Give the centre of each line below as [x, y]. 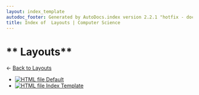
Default [55, 80]
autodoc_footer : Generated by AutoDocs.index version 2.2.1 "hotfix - [95, 17]
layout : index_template [36, 12]
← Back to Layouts [29, 68]
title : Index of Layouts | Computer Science [63, 22]
